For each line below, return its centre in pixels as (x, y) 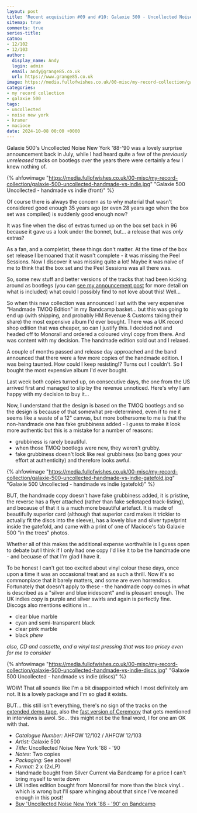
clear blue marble (36, 616)
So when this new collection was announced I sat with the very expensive (96, 303)
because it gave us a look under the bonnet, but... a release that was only (95, 231)
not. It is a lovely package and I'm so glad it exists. (67, 694)
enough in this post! (39, 797)
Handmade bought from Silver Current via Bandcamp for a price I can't (101, 773)
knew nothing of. (27, 166)
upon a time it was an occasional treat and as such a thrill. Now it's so (91, 574)
